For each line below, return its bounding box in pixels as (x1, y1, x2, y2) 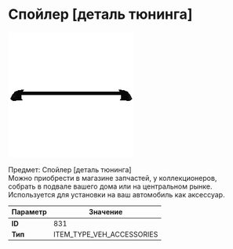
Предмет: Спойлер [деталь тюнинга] (8, 164, 132, 174)
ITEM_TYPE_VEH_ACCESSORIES (53, 229, 158, 239)
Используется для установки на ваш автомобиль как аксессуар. (8, 189, 225, 199)
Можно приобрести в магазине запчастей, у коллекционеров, (8, 173, 217, 182)
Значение (89, 207, 123, 217)
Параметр (11, 207, 47, 217)
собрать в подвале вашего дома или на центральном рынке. (8, 182, 213, 191)
